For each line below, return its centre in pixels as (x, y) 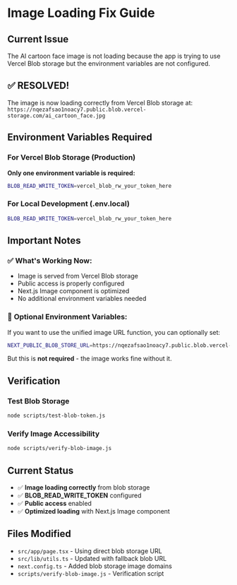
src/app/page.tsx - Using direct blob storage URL (90, 551)
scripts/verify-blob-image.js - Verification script (91, 573)
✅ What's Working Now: (50, 261)
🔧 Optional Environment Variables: (67, 317)
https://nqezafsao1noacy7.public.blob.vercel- (77, 110)
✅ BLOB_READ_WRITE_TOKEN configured (80, 495)
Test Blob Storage (38, 401)
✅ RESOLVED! (38, 86)
